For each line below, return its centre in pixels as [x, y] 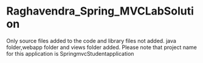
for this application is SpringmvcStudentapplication [70, 53]
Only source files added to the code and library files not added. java [91, 41]
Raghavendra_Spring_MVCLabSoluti [100, 11]
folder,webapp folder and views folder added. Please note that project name [102, 47]
